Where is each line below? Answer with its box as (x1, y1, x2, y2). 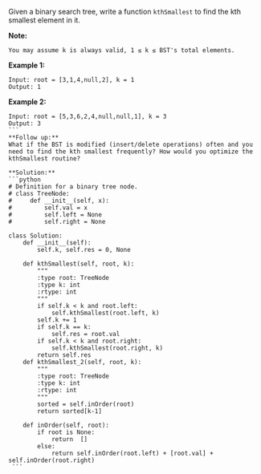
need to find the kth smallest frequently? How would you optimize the (8, 148, 253, 156)
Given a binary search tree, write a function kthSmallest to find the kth (8, 7, 241, 16)
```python (8, 176, 42, 184)
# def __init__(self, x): (8, 196, 110, 205)
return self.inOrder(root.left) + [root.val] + (51, 449, 214, 457)
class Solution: (8, 232, 63, 240)
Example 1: (8, 60, 46, 70)
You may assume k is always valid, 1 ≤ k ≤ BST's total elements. (8, 47, 235, 55)
